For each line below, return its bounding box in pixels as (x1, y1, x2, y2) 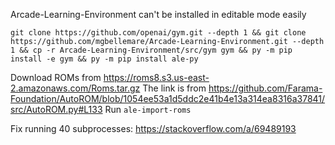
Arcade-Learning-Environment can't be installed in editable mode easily (10, 9, 307, 20)
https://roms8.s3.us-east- (103, 72, 210, 83)
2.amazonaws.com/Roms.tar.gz (10, 82, 141, 94)
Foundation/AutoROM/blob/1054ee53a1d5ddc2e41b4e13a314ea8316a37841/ (10, 93, 326, 104)
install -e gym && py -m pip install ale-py (10, 54, 199, 64)
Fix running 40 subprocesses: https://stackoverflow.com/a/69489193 (10, 123, 297, 134)
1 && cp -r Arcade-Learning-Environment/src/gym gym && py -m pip (10, 45, 293, 55)
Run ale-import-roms (104, 104, 192, 115)
